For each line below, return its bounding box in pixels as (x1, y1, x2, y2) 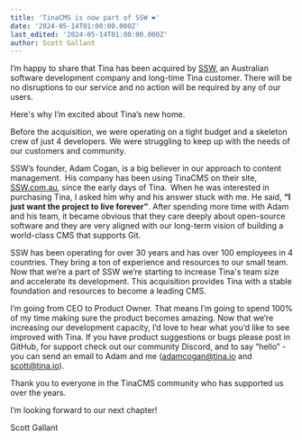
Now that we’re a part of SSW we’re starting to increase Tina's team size (10, 266, 279, 277)
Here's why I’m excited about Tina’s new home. (10, 109, 186, 120)
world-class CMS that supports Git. (10, 230, 142, 241)
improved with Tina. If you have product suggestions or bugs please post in (10, 332, 291, 343)
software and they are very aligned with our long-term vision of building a (10, 220, 284, 231)
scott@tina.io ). (10, 361, 65, 372)
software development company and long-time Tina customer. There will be (10, 73, 292, 84)
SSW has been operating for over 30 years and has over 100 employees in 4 (10, 247, 294, 258)
